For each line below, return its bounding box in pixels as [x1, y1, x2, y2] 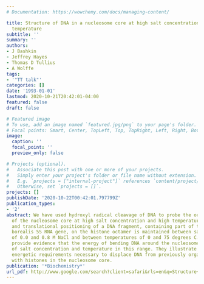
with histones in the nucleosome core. [12, 257, 113, 263]
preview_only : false [12, 150, 64, 156]
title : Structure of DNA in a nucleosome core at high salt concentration [6, 20, 200, 26]
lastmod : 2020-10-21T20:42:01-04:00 [6, 94, 99, 100]
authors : [6, 43, 29, 49]
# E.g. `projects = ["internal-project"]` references [6, 178, 151, 184]
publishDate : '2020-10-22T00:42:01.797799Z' [6, 195, 121, 201]
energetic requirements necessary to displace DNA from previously [12, 251, 186, 258]
